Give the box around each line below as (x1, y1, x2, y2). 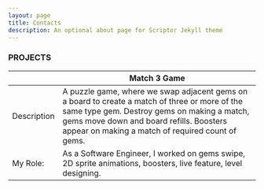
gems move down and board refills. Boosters (62, 115, 228, 126)
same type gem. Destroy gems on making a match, (62, 106, 250, 117)
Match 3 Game (129, 72, 186, 83)
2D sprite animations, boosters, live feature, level (62, 157, 243, 169)
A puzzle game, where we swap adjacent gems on (62, 86, 248, 97)
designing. (62, 167, 101, 178)
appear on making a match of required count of (62, 125, 237, 136)
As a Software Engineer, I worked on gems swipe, (62, 147, 246, 158)
